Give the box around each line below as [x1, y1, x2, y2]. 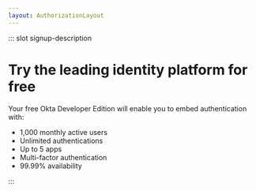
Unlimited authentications [19, 136, 104, 145]
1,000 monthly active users [19, 127, 108, 137]
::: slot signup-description [8, 33, 92, 43]
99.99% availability [19, 161, 83, 170]
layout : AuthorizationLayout [8, 11, 104, 20]
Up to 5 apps [19, 144, 62, 154]
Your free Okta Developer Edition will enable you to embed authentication [8, 103, 247, 113]
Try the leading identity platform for [8, 61, 248, 79]
